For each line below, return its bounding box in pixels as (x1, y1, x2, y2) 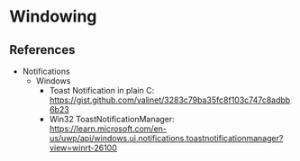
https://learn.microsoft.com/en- (49, 123, 168, 134)
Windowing (9, 6, 97, 27)
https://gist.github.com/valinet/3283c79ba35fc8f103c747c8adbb (49, 94, 291, 105)
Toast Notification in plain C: (49, 85, 155, 95)
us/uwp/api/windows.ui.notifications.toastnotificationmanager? (49, 133, 284, 143)
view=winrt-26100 (49, 142, 117, 153)
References (9, 42, 76, 58)
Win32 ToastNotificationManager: (49, 114, 176, 124)
